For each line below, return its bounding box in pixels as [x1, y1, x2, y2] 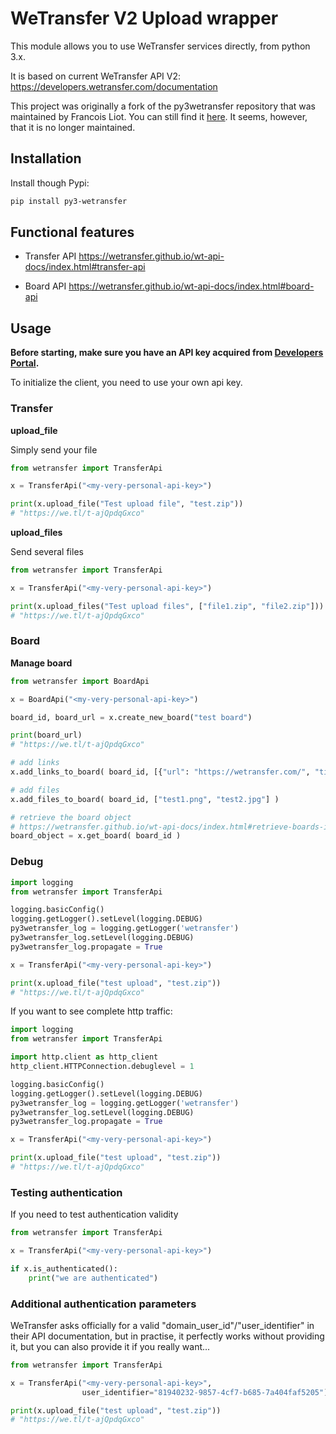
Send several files [10, 546, 84, 558]
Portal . [10, 357, 40, 369]
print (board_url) [10, 730, 83, 741]
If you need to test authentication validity [10, 1208, 179, 1221]
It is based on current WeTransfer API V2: [10, 70, 182, 82]
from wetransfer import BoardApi [10, 676, 150, 686]
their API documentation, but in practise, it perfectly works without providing [10, 1330, 325, 1342]
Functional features [10, 224, 135, 241]
